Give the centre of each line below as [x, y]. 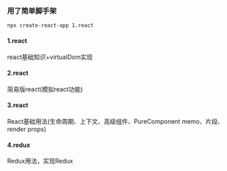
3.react [18, 105]
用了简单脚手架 [32, 10]
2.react [18, 73]
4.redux [19, 145]
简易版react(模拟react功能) [45, 89]
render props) [27, 129]
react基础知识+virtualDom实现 [50, 57]
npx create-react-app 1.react [51, 25]
